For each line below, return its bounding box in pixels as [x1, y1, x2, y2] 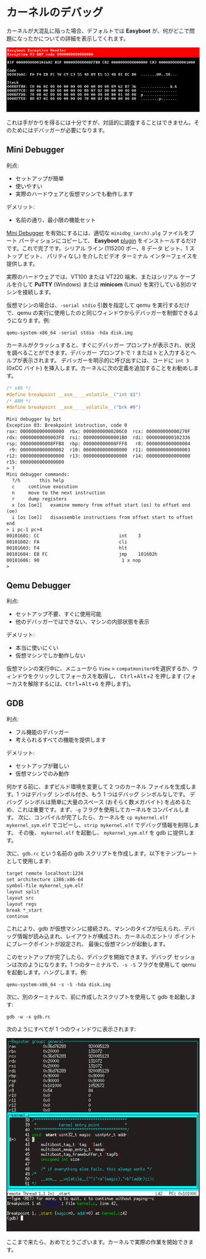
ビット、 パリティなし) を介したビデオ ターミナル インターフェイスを [23, 252, 198, 260]
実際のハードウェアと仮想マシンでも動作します [15, 190, 134, 197]
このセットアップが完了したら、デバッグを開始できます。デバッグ [6, 953, 173, 961]
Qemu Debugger [6, 580, 71, 591]
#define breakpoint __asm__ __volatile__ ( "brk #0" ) [6, 405, 141, 411]
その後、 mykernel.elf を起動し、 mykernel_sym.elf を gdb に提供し [18, 829, 189, 836]
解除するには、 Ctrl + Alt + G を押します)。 [27, 680, 135, 688]
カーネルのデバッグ [6, 6, 104, 20]
